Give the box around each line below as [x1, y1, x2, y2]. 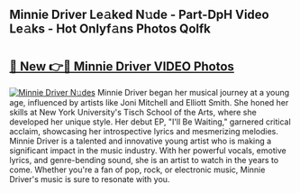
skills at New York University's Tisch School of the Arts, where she [9, 107, 257, 117]
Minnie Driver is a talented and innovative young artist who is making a [9, 135, 272, 146]
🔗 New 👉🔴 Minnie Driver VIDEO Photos [9, 59, 234, 74]
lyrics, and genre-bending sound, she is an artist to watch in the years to [9, 155, 279, 165]
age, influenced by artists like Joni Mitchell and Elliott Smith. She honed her [9, 97, 289, 107]
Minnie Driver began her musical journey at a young [97, 87, 290, 97]
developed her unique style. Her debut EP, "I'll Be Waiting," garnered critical [9, 116, 291, 127]
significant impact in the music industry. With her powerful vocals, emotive [9, 145, 286, 156]
